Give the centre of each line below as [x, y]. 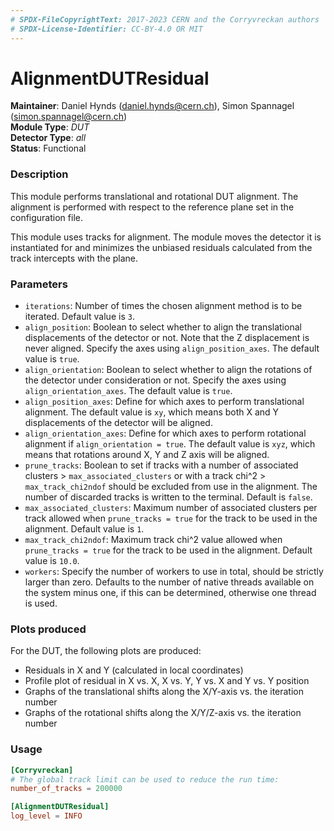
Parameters [39, 284]
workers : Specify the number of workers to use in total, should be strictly [174, 572]
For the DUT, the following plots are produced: [106, 651]
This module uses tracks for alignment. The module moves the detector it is [166, 237]
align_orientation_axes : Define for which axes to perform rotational [165, 433]
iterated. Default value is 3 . [79, 317]
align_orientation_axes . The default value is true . [128, 391]
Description [39, 174]
